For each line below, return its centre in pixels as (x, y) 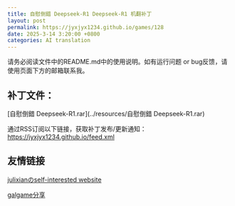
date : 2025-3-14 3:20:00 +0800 (54, 34)
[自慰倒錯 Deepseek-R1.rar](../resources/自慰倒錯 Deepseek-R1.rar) (106, 113)
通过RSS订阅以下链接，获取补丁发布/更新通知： (77, 128)
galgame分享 (26, 195)
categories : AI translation (49, 41)
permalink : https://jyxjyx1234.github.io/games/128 (85, 27)
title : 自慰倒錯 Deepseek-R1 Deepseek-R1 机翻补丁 (80, 14)
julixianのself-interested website (54, 180)
